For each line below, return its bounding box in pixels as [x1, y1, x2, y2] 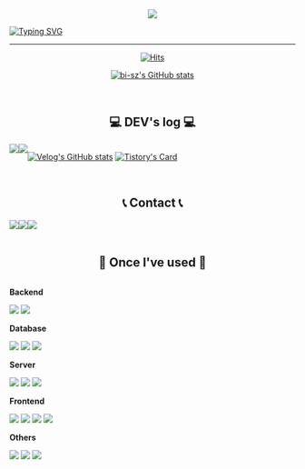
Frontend [9, 395, 45, 407]
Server [9, 359, 36, 371]
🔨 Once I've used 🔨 [98, 254, 207, 271]
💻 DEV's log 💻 [108, 115, 197, 130]
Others [9, 432, 36, 444]
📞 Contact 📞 [122, 195, 183, 211]
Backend [9, 286, 44, 298]
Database [9, 323, 47, 334]
